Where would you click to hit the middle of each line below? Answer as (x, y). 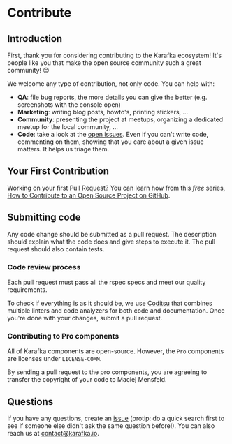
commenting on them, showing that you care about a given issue (110, 142)
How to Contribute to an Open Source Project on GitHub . (89, 195)
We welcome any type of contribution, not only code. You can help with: (111, 84)
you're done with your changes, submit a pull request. (85, 318)
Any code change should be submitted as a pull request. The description (112, 234)
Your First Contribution (58, 171)
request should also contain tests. (56, 249)
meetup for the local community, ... (68, 127)
